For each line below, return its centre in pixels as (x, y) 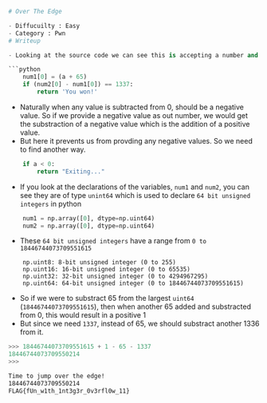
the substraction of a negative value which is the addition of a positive (135, 124)
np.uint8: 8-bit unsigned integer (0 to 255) (100, 263)
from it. (31, 332)
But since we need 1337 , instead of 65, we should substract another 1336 (140, 324)
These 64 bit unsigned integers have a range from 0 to (113, 241)
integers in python (51, 203)
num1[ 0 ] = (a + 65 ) (55, 77)
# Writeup (25, 41)
